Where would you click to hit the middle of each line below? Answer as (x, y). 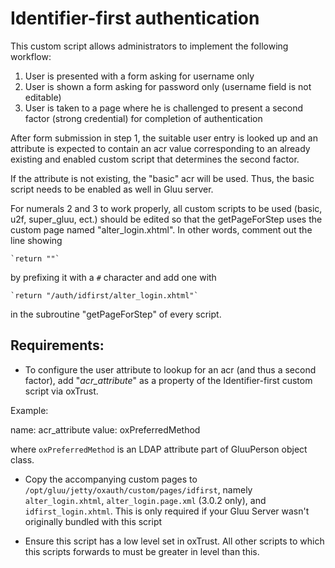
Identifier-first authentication (135, 18)
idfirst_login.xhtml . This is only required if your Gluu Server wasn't (167, 511)
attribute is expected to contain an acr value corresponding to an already (160, 148)
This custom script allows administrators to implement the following (149, 46)
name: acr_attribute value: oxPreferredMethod (105, 429)
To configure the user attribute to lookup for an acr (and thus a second (170, 369)
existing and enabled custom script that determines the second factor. (155, 159)
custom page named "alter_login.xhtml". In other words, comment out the (161, 229)
